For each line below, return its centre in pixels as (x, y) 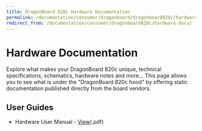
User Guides (30, 107)
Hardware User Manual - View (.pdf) (59, 122)
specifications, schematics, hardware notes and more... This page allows (96, 76)
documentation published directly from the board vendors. (79, 88)
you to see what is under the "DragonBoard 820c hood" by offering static (97, 82)
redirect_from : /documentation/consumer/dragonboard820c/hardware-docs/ (99, 23)
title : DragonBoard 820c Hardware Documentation (68, 12)
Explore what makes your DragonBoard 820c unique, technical (84, 69)
